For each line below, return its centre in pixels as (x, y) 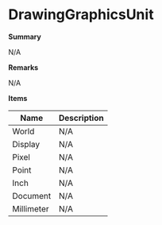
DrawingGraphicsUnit (81, 15)
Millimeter (31, 208)
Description (81, 118)
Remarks (23, 67)
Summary (25, 37)
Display (26, 144)
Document (32, 196)
